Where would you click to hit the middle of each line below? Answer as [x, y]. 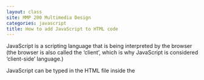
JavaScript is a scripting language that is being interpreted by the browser [99, 46]
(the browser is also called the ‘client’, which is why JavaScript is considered [102, 53]
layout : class [24, 12]
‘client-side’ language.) [35, 59]
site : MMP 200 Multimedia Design [49, 18]
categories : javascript [37, 23]
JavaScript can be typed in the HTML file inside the [71, 71]
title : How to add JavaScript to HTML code [62, 29]
